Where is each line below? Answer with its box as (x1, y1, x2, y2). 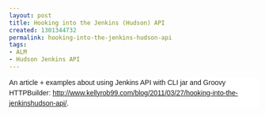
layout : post (9, 11, 52, 20)
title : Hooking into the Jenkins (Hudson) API (9, 19, 165, 27)
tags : (9, 41, 27, 49)
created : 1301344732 (9, 26, 78, 34)
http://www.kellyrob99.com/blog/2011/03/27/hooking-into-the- (51, 88, 238, 97)
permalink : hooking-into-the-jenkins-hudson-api (9, 33, 172, 42)
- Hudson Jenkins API (9, 56, 81, 64)
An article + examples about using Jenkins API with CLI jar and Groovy (9, 78, 226, 87)
